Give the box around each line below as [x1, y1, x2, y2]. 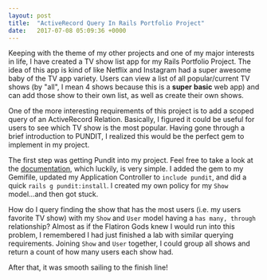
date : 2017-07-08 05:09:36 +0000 [8, 26, 127, 34]
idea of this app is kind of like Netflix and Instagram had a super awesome [8, 65, 251, 75]
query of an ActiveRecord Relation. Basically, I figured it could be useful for [8, 115, 255, 124]
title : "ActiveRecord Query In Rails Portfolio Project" [8, 19, 205, 27]
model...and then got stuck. [8, 189, 99, 199]
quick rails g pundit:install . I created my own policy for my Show [8, 181, 229, 191]
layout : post [8, 11, 52, 20]
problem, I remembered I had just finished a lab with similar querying [8, 231, 234, 240]
